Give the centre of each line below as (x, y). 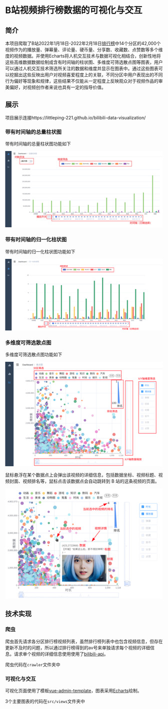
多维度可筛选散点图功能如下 (34, 354)
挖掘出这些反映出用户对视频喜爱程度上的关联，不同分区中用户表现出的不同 (86, 75)
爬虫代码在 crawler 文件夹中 (33, 664)
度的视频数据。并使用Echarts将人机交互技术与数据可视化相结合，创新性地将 (83, 56)
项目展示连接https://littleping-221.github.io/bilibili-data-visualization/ (75, 117)
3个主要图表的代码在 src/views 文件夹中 (45, 701)
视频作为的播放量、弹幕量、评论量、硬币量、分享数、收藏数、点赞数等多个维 (84, 50)
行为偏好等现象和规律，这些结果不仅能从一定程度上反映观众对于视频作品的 (82, 81)
